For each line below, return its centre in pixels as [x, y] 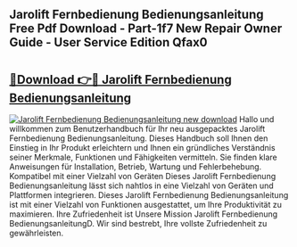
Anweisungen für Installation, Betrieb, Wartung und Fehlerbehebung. [136, 167]
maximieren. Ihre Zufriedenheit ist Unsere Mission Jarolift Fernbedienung [144, 214]
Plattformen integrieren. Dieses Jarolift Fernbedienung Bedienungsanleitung [149, 195]
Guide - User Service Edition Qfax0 [108, 42]
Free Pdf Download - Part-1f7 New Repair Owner [146, 29]
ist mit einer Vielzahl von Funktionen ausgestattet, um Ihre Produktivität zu [146, 205]
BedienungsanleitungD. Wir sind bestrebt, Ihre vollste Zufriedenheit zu [138, 223]
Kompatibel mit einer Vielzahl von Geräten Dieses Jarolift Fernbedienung [143, 176]
